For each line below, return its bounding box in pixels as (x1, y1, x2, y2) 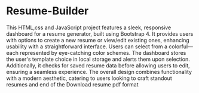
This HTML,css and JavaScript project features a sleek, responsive (6, 24, 172, 31)
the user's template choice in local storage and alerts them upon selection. (6, 55, 190, 63)
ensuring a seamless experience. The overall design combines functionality (6, 68, 192, 75)
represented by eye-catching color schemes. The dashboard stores (20, 49, 186, 56)
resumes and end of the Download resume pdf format (6, 80, 139, 88)
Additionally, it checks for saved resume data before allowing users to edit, (6, 61, 190, 69)
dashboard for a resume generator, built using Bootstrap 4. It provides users (6, 30, 194, 37)
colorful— (169, 43, 193, 50)
